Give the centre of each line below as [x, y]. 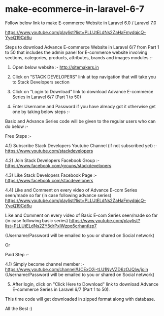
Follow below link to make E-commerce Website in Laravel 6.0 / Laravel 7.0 [81, 23]
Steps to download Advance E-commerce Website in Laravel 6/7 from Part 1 [82, 47]
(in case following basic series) [37, 220]
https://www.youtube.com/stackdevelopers [49, 151]
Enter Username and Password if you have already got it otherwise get [84, 106]
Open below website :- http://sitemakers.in [56, 67]
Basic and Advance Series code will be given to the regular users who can [81, 121]
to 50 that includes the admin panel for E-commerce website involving [76, 52]
